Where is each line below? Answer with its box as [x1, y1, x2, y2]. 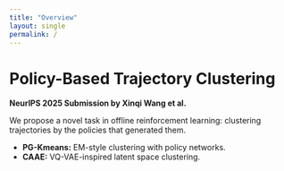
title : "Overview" [9, 13, 78, 22]
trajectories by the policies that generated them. [9, 124, 187, 135]
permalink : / [9, 30, 58, 38]
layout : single [9, 21, 66, 30]
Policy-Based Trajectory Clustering [9, 68, 276, 89]
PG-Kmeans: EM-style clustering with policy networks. [21, 142, 226, 153]
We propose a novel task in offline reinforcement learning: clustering [9, 115, 262, 126]
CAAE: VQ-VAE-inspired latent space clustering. [21, 151, 201, 162]
